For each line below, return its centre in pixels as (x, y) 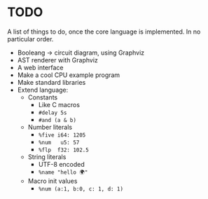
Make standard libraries (51, 82)
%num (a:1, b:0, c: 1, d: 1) (81, 189)
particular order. (30, 39)
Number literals (50, 127)
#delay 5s (53, 113)
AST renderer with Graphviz (57, 60)
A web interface (41, 67)
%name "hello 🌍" (63, 172)
